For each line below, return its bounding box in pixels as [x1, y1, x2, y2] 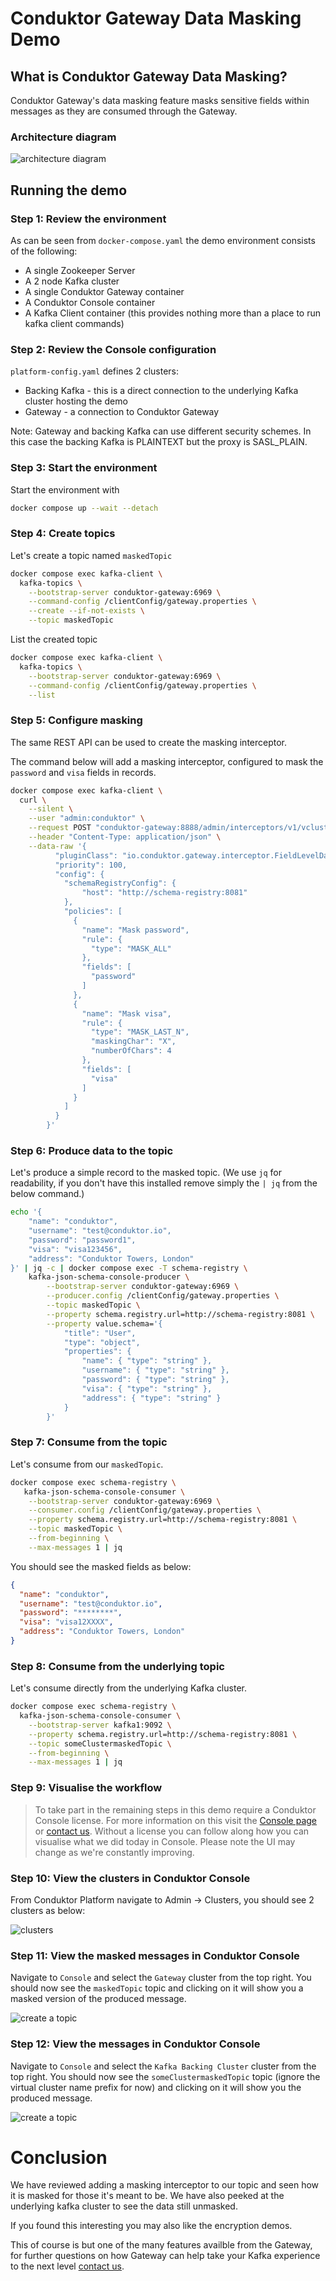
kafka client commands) [24, 317, 125, 329]
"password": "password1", [28, 1235, 137, 1245]
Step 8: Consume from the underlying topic [10, 1659, 225, 1673]
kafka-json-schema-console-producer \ [28, 1272, 190, 1282]
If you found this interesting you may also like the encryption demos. [10, 2220, 293, 2232]
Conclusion [10, 2146, 108, 2169]
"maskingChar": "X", [90, 1037, 177, 1047]
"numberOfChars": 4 [90, 1046, 172, 1056]
